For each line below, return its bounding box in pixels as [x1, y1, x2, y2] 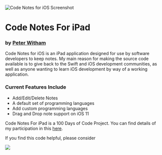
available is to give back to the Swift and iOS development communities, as [5, 61, 158, 67]
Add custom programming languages [12, 105, 88, 111]
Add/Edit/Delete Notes [12, 95, 58, 101]
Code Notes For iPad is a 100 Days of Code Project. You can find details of [5, 120, 156, 126]
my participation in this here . [5, 125, 63, 131]
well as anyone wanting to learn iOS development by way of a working [5, 66, 148, 72]
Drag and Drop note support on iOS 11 [12, 111, 89, 117]
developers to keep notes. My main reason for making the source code [5, 56, 149, 62]
